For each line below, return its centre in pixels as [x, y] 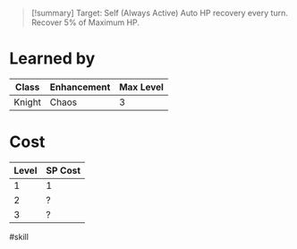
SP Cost [64, 170]
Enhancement [80, 87]
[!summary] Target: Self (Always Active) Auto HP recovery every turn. [159, 13]
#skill [19, 236]
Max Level [141, 87]
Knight [28, 102]
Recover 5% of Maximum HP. [85, 22]
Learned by [52, 59]
